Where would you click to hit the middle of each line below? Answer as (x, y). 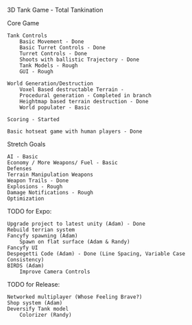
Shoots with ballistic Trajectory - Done (79, 60)
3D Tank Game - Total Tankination (55, 10)
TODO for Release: (34, 284)
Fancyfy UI (23, 248)
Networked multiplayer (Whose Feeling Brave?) (75, 297)
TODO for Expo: (29, 211)
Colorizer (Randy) (46, 315)
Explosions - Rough (35, 187)
